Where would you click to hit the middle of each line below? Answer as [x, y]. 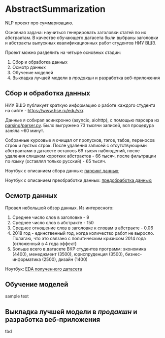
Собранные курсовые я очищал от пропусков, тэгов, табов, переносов [80, 140]
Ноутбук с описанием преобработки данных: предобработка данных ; [79, 180]
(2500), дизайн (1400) [65, 259]
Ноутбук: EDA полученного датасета [44, 269]
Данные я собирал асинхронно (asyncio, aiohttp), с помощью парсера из [82, 120]
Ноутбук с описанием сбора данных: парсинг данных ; [62, 170]
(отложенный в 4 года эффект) [44, 244]
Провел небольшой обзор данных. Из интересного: [59, 208]
